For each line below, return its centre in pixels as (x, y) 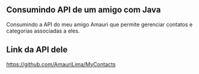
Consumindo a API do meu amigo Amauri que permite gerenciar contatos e (99, 24)
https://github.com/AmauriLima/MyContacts (61, 64)
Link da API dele (37, 50)
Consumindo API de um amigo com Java (84, 10)
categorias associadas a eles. (43, 31)
